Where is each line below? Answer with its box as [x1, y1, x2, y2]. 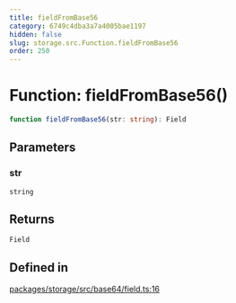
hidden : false [9, 30, 63, 39]
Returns [9, 212, 56, 227]
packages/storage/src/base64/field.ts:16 [9, 284, 160, 295]
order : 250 [9, 47, 50, 56]
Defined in [9, 260, 69, 275]
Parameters [9, 140, 76, 156]
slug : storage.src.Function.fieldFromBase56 [9, 38, 179, 48]
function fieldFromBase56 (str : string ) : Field [9, 115, 187, 124]
